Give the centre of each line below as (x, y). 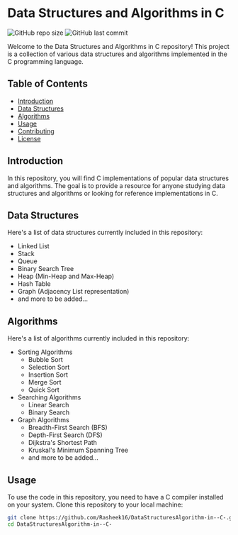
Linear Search (49, 405)
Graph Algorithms (43, 420)
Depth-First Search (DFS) (65, 435)
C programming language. (45, 61)
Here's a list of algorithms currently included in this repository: (98, 338)
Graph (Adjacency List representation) (73, 292)
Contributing (36, 131)
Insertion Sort (48, 375)
